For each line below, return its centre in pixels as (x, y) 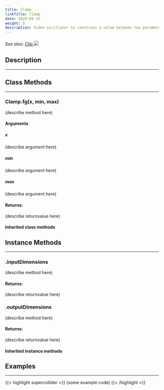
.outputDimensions (29, 307)
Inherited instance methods (34, 351)
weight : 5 (15, 23)
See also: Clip (19, 44)
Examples (20, 366)
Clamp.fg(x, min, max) (32, 102)
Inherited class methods (30, 227)
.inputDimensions (27, 262)
